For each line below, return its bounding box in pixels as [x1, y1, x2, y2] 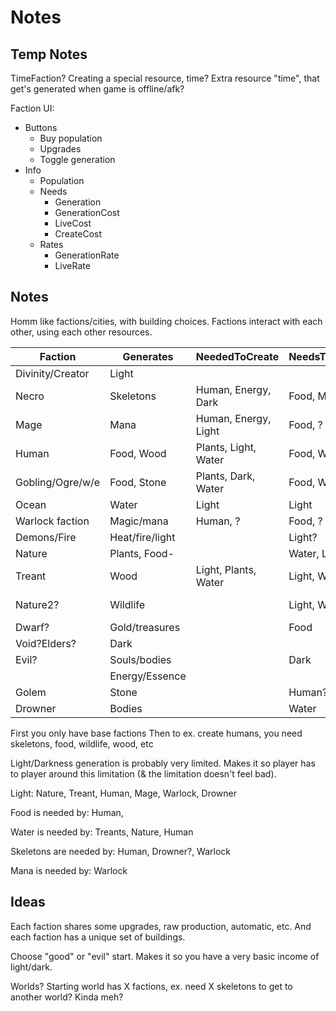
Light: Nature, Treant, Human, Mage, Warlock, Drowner [10, 787, 238, 799]
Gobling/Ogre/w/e [15, 475, 101, 489]
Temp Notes [10, 46, 88, 63]
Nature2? [15, 597, 60, 611]
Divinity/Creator [15, 366, 90, 380]
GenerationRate [54, 249, 120, 261]
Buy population [39, 132, 103, 144]
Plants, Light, [195, 440, 257, 454]
